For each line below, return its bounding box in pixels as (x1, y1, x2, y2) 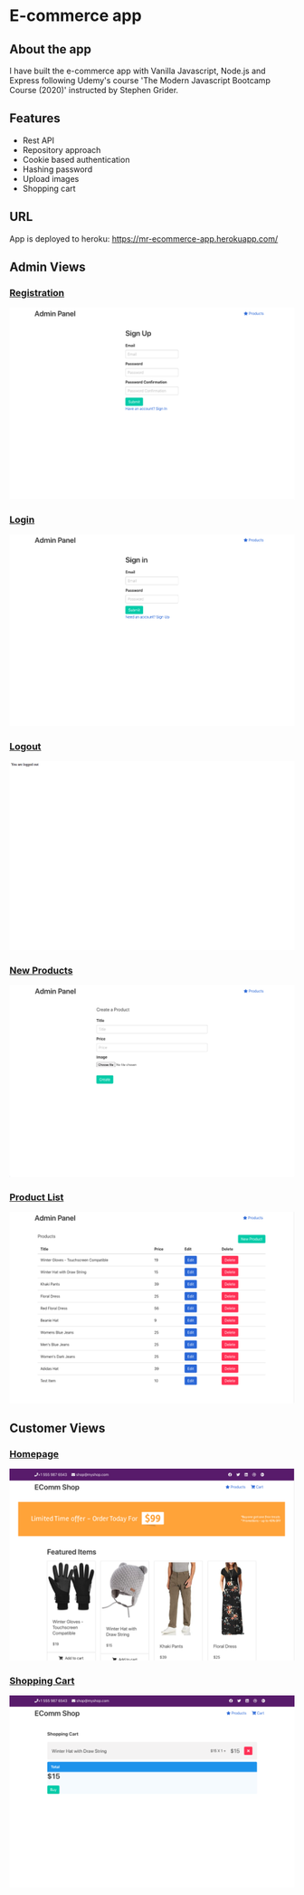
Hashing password (22, 164, 93, 175)
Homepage (9, 1447, 59, 1460)
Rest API (22, 135, 55, 146)
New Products (9, 965, 73, 977)
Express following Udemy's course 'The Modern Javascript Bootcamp (9, 75, 271, 86)
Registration (9, 286, 65, 299)
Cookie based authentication (22, 154, 130, 165)
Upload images (22, 173, 80, 184)
